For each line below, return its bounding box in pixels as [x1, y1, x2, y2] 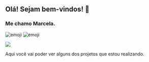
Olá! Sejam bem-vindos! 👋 [5, 5, 90, 14]
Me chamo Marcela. [5, 20, 55, 27]
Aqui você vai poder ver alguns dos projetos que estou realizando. [5, 51, 144, 57]
